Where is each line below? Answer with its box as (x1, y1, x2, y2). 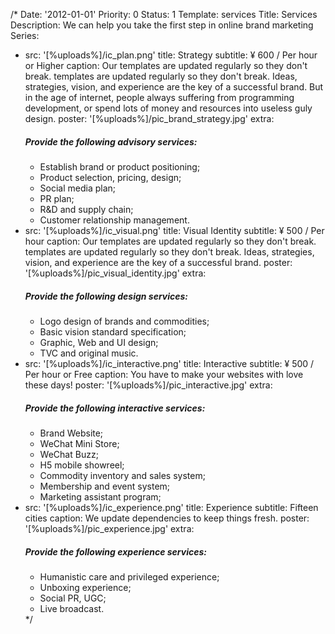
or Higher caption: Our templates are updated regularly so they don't (24, 60, 308, 71)
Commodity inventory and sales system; (39, 469, 206, 481)
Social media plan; (39, 182, 117, 194)
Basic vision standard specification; (39, 325, 187, 338)
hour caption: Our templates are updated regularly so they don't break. (24, 235, 317, 247)
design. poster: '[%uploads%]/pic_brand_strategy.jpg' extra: (24, 113, 275, 124)
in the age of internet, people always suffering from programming (24, 92, 295, 103)
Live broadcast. (39, 602, 105, 614)
